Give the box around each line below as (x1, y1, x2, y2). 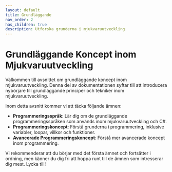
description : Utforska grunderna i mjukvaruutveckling (5, 27, 125, 32)
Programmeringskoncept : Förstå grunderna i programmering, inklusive (12, 124, 164, 130)
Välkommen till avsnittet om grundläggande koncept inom (5, 77, 127, 83)
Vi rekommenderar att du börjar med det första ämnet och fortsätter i (5, 150, 151, 157)
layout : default (5, 7, 40, 13)
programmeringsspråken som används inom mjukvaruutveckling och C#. (12, 119, 167, 125)
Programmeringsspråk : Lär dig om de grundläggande (12, 113, 127, 119)
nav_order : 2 (5, 17, 33, 22)
